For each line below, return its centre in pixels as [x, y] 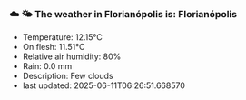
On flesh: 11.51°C [54, 47]
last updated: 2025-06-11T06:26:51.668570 [104, 85]
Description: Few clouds [68, 76]
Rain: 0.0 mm [47, 66]
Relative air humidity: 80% [72, 56]
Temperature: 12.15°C [62, 37]
